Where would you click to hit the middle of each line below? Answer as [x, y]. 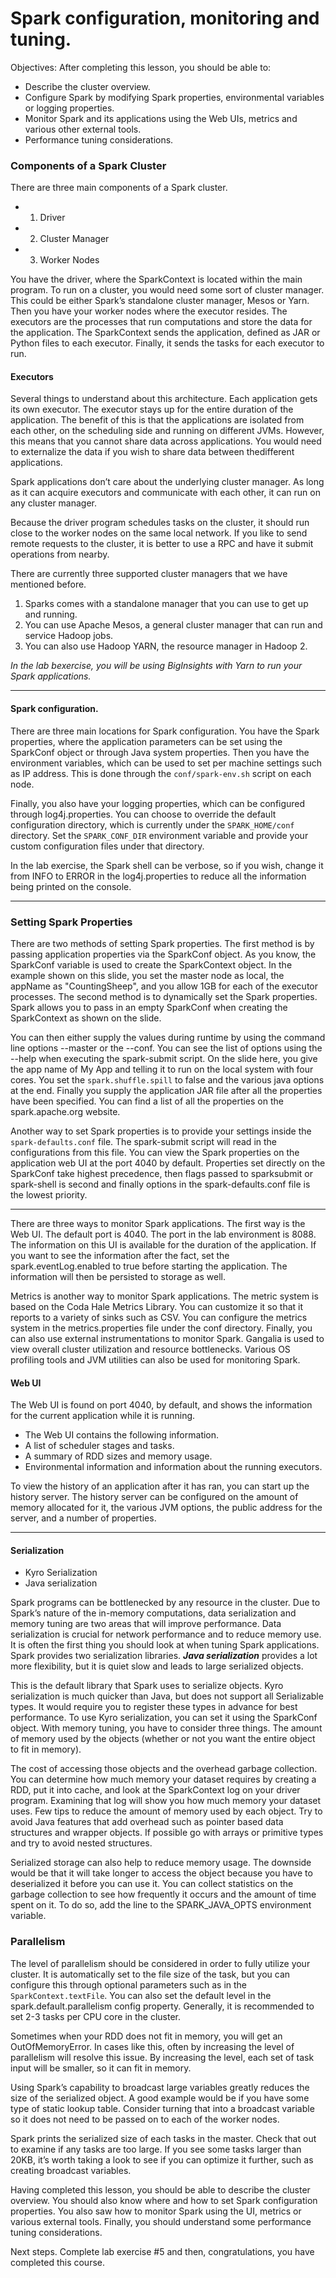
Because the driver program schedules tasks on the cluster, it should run [160, 523]
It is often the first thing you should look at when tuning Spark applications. [165, 1645]
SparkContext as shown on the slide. [86, 1018]
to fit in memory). [46, 1749]
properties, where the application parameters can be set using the [146, 741]
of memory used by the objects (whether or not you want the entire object [163, 1739]
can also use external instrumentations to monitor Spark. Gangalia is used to [167, 1338]
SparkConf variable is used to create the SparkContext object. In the [151, 964]
